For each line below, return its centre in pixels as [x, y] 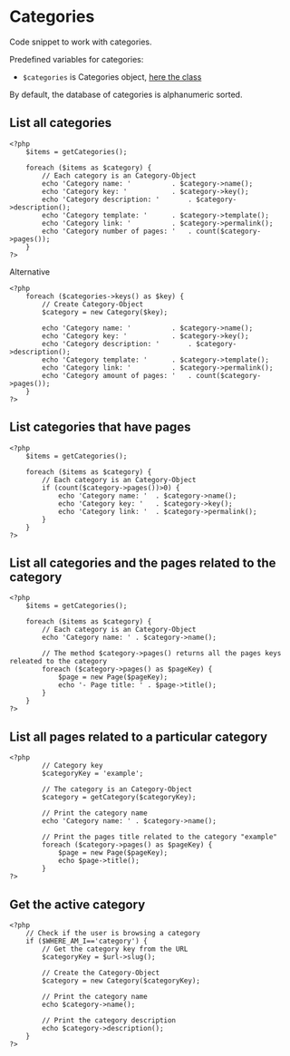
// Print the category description [109, 1021]
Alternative [30, 271]
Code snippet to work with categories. [81, 42]
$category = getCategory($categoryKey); [119, 798]
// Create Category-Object [93, 304]
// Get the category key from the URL [115, 949]
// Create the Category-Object [101, 973]
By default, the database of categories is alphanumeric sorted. [126, 94]
